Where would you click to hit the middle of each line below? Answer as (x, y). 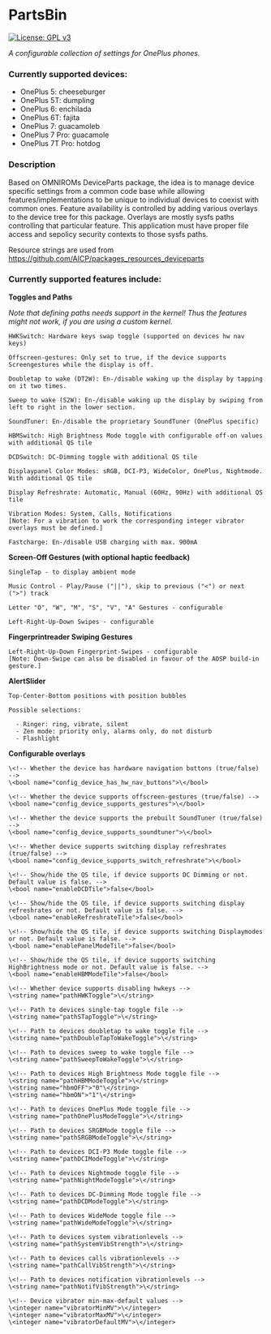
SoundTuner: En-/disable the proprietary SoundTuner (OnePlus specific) (134, 421)
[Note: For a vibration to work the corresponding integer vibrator (127, 521)
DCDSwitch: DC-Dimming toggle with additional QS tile (103, 457)
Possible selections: (45, 710)
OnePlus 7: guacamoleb (60, 127)
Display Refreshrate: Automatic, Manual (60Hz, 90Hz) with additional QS (136, 493)
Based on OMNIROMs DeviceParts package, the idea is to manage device (131, 182)
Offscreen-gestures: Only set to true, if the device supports (118, 357)
